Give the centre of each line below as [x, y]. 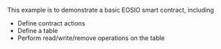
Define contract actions [51, 23]
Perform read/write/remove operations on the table [91, 38]
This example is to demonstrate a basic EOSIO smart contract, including [111, 10]
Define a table [37, 31]
